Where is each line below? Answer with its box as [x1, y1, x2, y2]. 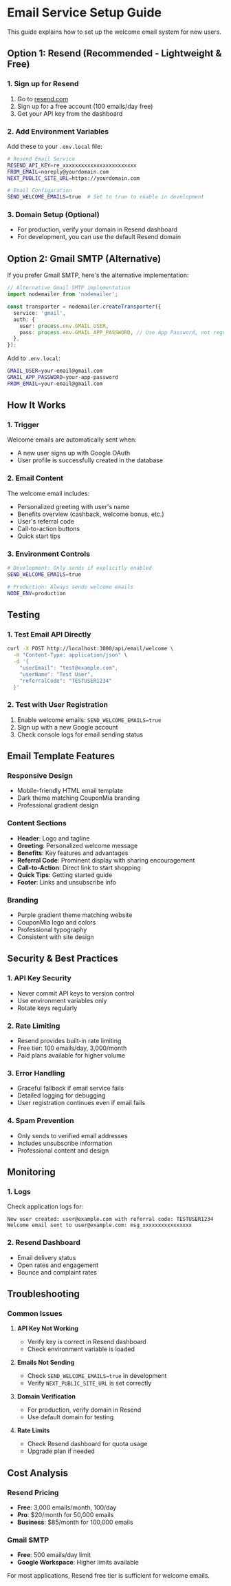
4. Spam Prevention [7, 1116, 74, 1126]
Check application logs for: [7, 1202, 84, 1211]
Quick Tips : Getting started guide [16, 870, 113, 879]
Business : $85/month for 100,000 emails [16, 1518, 133, 1526]
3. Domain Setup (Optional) [7, 210, 100, 220]
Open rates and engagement [16, 1261, 99, 1269]
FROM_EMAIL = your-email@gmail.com [7, 380, 103, 387]
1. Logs [7, 1186, 31, 1196]
